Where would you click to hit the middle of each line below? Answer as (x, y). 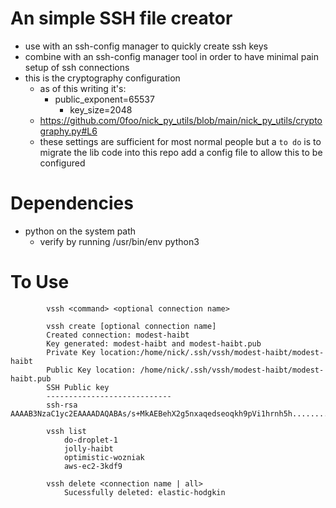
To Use (40, 282)
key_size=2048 (101, 109)
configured (62, 163)
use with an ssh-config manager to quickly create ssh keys (146, 46)
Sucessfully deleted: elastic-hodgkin (144, 492)
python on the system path (80, 231)
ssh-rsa (62, 405)
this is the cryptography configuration (102, 78)
